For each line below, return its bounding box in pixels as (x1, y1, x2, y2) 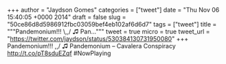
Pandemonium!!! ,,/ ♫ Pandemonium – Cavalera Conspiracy (7, 42, 177, 50)
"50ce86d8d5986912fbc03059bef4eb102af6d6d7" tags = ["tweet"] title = (7, 20, 217, 28)
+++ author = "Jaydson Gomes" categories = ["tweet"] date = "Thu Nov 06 (7, 6, 220, 14)
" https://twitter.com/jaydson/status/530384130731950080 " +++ (7, 35, 189, 43)
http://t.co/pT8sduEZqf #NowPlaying (7, 49, 111, 57)
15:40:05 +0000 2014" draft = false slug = (7, 13, 126, 21)
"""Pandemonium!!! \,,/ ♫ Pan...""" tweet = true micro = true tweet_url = (7, 27, 211, 35)
